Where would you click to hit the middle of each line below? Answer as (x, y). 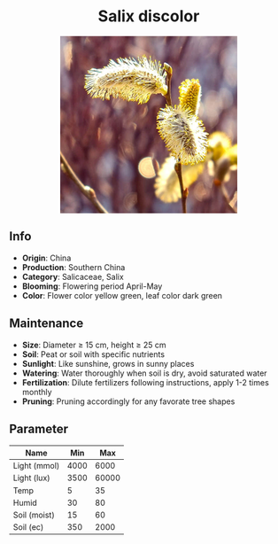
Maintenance (46, 324)
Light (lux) (31, 478)
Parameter (39, 428)
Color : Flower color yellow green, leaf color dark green (122, 295)
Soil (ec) (28, 527)
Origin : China (46, 258)
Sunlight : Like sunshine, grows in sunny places (108, 363)
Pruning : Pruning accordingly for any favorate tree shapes (128, 401)
